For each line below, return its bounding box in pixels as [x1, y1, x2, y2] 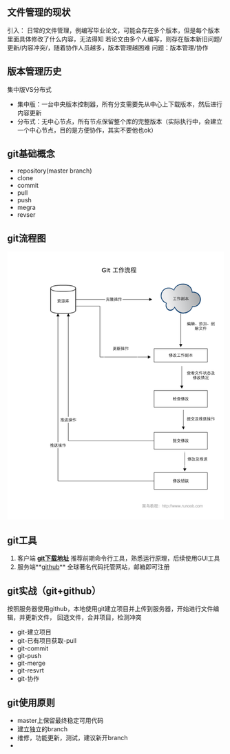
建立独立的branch [17, 724, 68, 733]
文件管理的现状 [7, 6, 71, 19]
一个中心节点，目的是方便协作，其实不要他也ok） [17, 126, 157, 134]
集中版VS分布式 [7, 85, 52, 93]
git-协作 [17, 675, 40, 683]
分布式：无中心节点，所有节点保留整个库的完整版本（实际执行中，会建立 [17, 117, 222, 126]
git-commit [17, 644, 49, 652]
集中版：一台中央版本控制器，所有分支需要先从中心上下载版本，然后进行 [17, 99, 222, 108]
